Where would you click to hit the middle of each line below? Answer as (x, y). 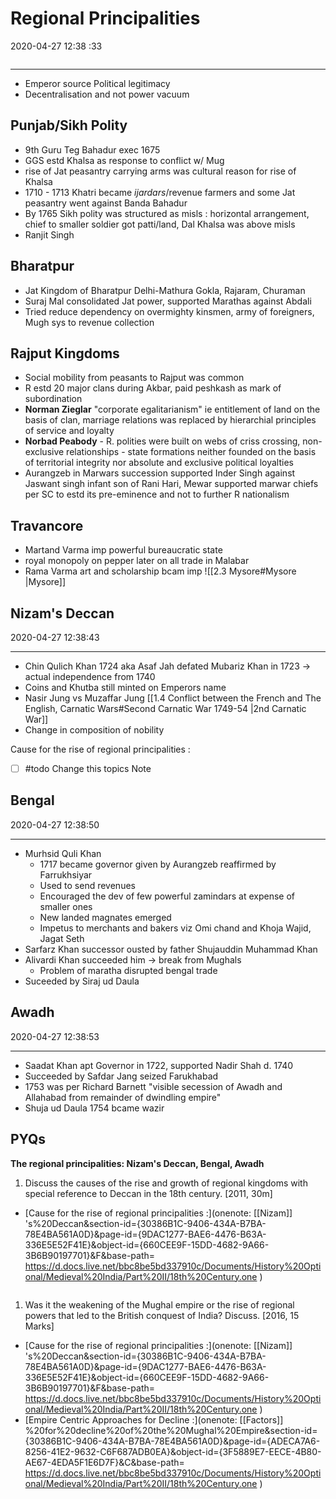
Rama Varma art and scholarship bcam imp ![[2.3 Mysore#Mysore (160, 571)
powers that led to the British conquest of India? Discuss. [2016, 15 (162, 1315)
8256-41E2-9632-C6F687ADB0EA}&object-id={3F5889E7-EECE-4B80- (173, 1451)
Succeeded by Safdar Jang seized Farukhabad (121, 1076)
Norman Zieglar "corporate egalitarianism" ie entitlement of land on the (172, 409)
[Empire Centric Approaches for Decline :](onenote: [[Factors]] (154, 1419)
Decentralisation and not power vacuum (107, 94)
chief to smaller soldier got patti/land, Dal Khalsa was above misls (160, 224)
